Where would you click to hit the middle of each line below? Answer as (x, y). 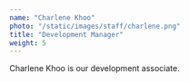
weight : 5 (28, 43)
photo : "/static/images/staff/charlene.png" (95, 26)
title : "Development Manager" (67, 34)
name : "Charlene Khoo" (52, 18)
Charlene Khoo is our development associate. (94, 68)
